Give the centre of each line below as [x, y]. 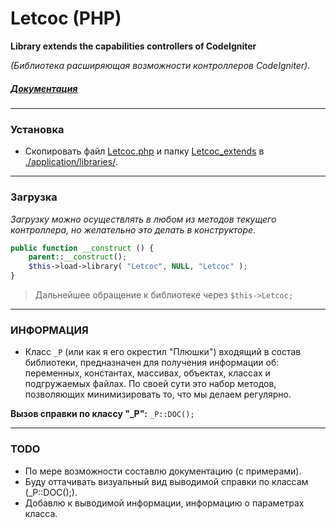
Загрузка [34, 197]
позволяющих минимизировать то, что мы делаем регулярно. [158, 394]
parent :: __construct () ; [78, 257]
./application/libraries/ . [71, 162]
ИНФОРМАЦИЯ [49, 330]
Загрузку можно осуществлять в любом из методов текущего [143, 219]
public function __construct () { [82, 248]
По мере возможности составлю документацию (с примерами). [163, 471]
